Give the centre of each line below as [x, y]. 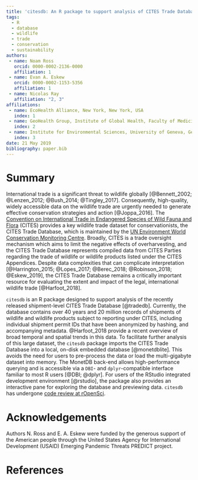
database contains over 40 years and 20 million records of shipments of [94, 312]
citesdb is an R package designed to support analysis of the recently [90, 300]
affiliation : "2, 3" [39, 99]
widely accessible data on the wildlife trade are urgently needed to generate [99, 206]
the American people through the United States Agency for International [93, 440]
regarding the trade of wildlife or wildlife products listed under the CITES [94, 257]
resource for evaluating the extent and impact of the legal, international [92, 282]
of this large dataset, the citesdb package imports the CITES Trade [88, 343]
